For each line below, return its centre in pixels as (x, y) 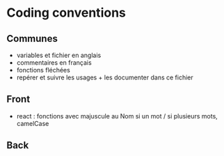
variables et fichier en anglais (59, 55)
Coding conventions (66, 13)
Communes (32, 39)
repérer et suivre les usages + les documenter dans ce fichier (105, 77)
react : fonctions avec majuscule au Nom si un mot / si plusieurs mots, (117, 116)
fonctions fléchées (43, 70)
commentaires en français (54, 63)
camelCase (33, 123)
